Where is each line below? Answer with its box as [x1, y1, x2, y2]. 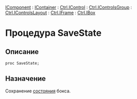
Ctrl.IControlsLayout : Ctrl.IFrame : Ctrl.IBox [5, 10, 96, 16]
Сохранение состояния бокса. [5, 88, 71, 94]
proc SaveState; [5, 61, 39, 66]
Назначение [5, 74, 46, 83]
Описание [5, 47, 39, 56]
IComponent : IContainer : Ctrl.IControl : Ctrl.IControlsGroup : [5, 5, 132, 10]
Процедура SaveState [5, 27, 102, 39]
